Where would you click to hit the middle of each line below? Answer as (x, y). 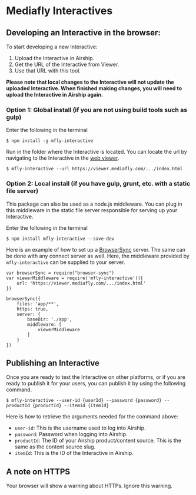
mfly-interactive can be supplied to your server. (66, 262)
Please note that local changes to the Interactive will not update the (90, 82)
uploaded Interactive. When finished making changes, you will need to (94, 88)
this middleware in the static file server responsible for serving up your (92, 210)
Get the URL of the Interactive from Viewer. (67, 64)
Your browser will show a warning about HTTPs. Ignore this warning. (89, 486)
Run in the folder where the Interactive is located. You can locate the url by (97, 152)
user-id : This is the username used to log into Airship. (80, 428)
